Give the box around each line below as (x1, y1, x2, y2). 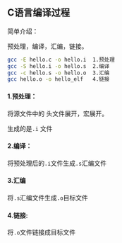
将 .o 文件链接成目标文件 (7, 228, 76, 237)
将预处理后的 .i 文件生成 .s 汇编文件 (7, 159, 107, 167)
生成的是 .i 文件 (7, 124, 53, 132)
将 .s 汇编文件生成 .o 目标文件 (7, 193, 88, 202)
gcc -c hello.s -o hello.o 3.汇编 (7, 69, 110, 77)
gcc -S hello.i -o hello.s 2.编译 (7, 62, 110, 69)
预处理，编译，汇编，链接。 (7, 42, 88, 50)
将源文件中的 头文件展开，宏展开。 (7, 109, 108, 118)
